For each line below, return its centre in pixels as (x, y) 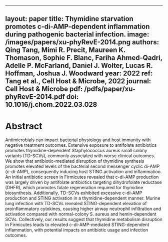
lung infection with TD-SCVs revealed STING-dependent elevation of (76, 204)
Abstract (24, 126)
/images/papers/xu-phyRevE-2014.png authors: (82, 42)
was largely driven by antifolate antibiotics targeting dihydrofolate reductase (83, 182)
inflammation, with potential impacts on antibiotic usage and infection (77, 230)
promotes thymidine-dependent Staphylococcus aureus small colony (76, 151)
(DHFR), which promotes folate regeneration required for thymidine (74, 188)
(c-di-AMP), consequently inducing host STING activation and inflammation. (83, 172)
